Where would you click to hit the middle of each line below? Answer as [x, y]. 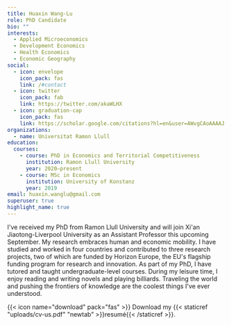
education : [23, 143]
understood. [25, 293]
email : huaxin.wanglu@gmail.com [54, 194]
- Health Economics [42, 53]
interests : [23, 33]
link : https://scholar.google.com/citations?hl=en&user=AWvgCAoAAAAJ [122, 123]
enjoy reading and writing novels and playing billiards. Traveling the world [112, 278]
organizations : [29, 130]
